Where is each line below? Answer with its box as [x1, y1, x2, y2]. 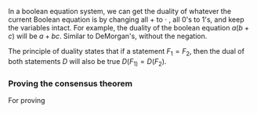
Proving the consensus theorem [8, 78, 133, 89]
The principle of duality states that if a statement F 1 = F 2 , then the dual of [8, 47, 245, 58]
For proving [8, 95, 45, 104]
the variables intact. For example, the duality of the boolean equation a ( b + [8, 23, 249, 32]
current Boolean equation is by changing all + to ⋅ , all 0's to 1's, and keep [8, 15, 244, 24]
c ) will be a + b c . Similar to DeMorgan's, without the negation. [8, 31, 208, 41]
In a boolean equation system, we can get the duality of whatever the [8, 7, 232, 16]
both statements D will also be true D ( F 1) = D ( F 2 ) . [8, 56, 167, 68]
